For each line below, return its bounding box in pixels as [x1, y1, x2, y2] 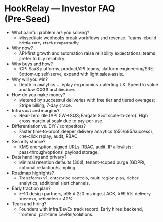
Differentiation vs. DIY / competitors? [11, 123, 86, 129]
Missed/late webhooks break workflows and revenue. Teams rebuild [19, 35, 157, 41]
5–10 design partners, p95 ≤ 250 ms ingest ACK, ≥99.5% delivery [19, 190, 151, 196]
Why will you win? [11, 76, 48, 82]
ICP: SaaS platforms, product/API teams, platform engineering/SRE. [19, 66, 155, 71]
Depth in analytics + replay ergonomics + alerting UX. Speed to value [19, 81, 158, 87]
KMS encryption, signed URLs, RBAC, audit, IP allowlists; [19, 144, 133, 150]
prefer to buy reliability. [19, 55, 66, 61]
